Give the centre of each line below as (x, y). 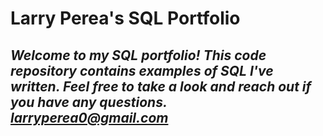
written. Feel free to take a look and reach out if (161, 86)
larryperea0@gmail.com (89, 117)
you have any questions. (89, 102)
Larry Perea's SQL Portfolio (125, 18)
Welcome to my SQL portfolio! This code (138, 55)
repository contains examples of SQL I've (142, 70)
